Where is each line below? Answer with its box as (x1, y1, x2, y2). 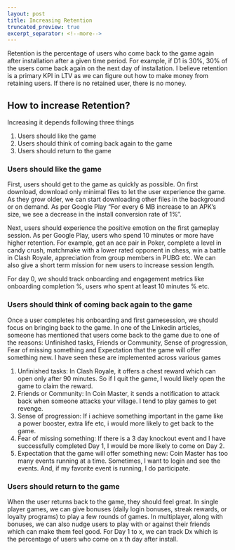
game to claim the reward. (17, 381, 93, 390)
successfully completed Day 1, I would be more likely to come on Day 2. (17, 441, 225, 450)
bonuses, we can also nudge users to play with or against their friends (7, 520, 210, 528)
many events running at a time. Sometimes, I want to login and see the (17, 456, 221, 465)
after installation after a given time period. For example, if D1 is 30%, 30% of (7, 57, 228, 65)
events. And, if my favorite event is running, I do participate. (17, 463, 191, 472)
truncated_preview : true (7, 23, 80, 30)
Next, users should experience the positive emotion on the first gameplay (7, 224, 220, 232)
